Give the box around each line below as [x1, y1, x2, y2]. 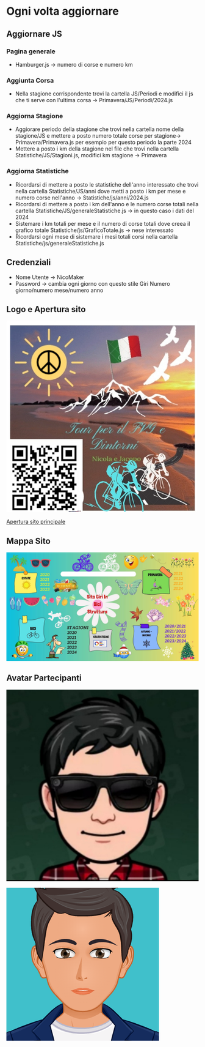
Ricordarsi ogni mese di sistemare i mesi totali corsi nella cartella [15, 233, 178, 240]
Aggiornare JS [6, 29, 62, 39]
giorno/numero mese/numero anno [15, 286, 104, 294]
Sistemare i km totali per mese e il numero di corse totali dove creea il [15, 220, 190, 227]
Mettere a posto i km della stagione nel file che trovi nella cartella [15, 145, 179, 152]
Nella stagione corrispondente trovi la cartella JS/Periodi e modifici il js [15, 90, 193, 97]
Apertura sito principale [6, 518, 66, 526]
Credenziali [6, 257, 51, 267]
